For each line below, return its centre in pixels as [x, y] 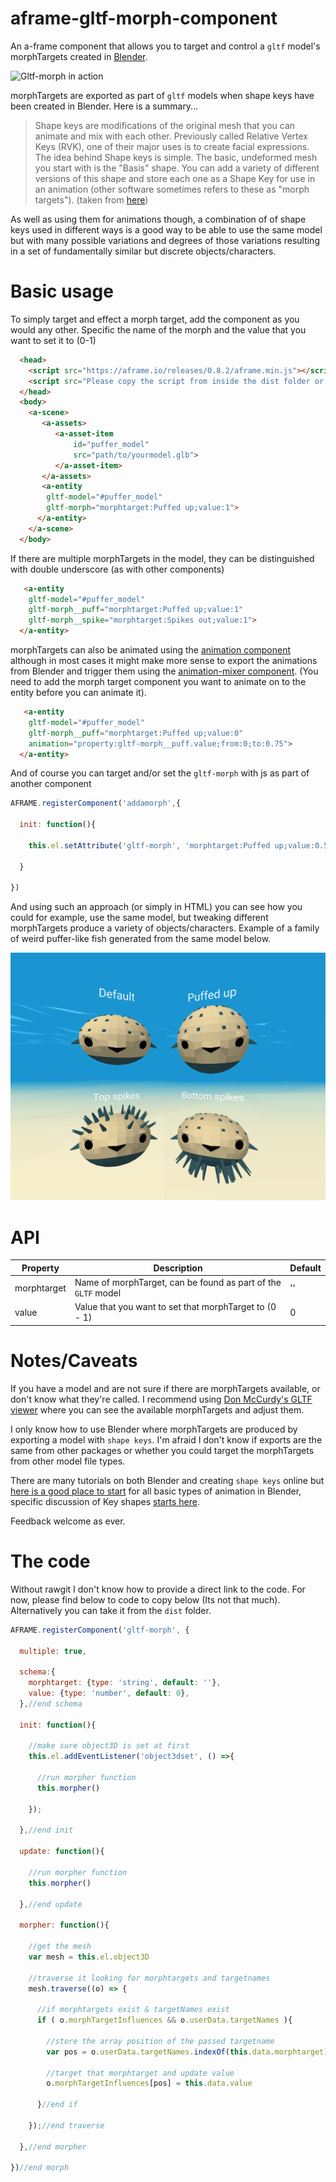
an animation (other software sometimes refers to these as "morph [172, 189]
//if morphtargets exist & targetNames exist [133, 2010]
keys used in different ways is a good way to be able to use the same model [166, 229]
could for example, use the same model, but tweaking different [139, 918]
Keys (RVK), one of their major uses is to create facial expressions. [172, 146]
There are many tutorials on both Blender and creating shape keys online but [167, 1480]
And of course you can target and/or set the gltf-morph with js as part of [160, 773]
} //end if [57, 2105]
